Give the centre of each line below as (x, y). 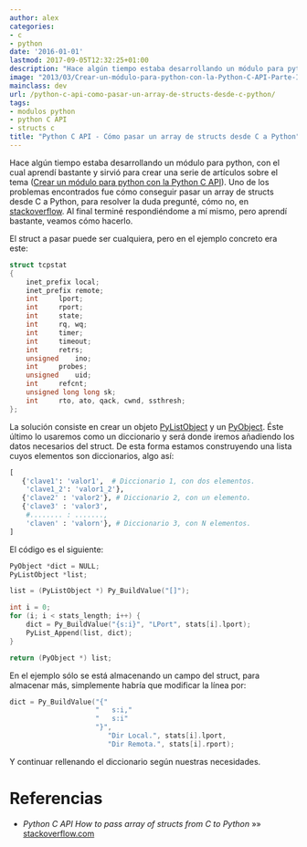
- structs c (32, 129)
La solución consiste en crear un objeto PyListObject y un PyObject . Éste (147, 426)
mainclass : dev (38, 86)
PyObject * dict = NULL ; (55, 566)
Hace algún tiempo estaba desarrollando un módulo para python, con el (145, 162)
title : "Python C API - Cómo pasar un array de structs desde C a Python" (155, 137)
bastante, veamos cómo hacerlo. (71, 221)
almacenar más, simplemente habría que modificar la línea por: (128, 685)
